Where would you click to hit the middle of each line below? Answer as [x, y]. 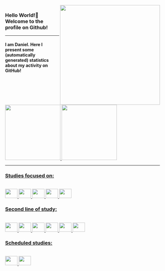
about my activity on [27, 65]
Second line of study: [31, 209]
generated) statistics [27, 60]
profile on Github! [27, 27]
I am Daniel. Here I [24, 44]
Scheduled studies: [29, 243]
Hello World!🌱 [22, 15]
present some [20, 50]
